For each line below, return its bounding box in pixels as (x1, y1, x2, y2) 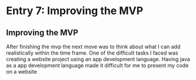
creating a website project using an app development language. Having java (6, 56, 190, 62)
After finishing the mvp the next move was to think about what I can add (6, 43, 181, 50)
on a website (6, 68, 37, 75)
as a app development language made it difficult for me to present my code (6, 62, 189, 69)
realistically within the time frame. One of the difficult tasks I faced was (6, 49, 178, 56)
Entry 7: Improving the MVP (6, 4, 144, 18)
